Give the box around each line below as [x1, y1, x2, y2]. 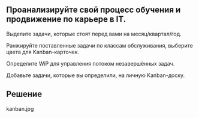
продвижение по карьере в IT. [6, 14, 126, 25]
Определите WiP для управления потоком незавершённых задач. [6, 60, 175, 67]
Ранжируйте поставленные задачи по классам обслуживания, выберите [6, 42, 193, 49]
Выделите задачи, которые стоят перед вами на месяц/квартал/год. [6, 30, 182, 37]
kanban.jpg [6, 105, 34, 112]
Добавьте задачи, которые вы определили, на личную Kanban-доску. [6, 72, 185, 79]
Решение [6, 89, 43, 99]
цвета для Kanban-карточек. [6, 48, 80, 55]
